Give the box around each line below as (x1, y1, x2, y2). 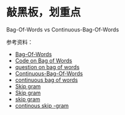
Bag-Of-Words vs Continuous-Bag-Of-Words (6, 25, 120, 33)
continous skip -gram (15, 102, 69, 109)
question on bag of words (15, 63, 80, 70)
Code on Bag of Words (15, 57, 73, 64)
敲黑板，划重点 (6, 5, 81, 19)
